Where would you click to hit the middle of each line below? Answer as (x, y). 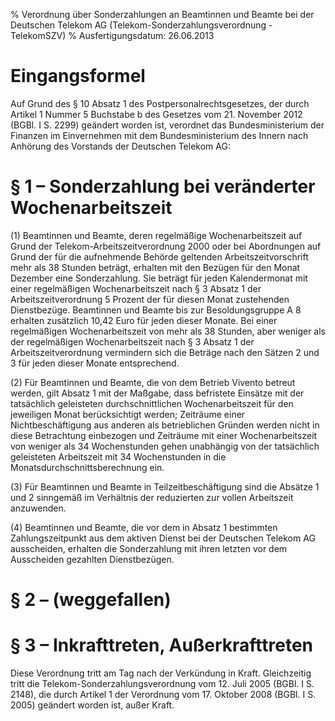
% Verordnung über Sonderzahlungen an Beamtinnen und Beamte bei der (162, 14)
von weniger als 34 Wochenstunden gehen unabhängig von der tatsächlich (165, 446)
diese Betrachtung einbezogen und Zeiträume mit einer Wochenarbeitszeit (164, 435)
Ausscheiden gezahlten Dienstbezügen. (92, 559)
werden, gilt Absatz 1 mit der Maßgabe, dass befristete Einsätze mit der (157, 393)
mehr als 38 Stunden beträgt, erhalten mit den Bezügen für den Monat (155, 267)
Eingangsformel (78, 76)
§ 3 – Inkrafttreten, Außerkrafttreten (162, 645)
